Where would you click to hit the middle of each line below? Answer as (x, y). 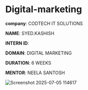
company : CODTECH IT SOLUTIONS (44, 23)
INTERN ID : (17, 43)
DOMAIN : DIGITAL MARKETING (39, 53)
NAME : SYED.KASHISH (30, 33)
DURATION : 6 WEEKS (28, 63)
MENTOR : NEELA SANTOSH (35, 73)
